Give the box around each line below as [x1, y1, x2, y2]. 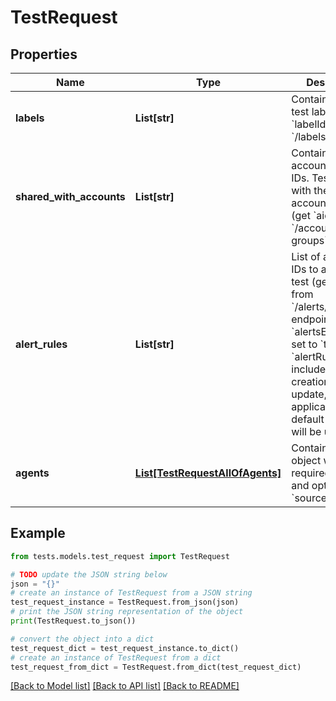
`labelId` [291, 117, 330, 131]
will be [291, 425, 322, 438]
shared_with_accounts [15, 190, 126, 203]
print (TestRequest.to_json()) [10, 616, 137, 626]
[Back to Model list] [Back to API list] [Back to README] [10, 680, 240, 692]
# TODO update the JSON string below [10, 569, 168, 580]
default [291, 412, 325, 426]
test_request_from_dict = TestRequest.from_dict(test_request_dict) [10, 662, 302, 672]
